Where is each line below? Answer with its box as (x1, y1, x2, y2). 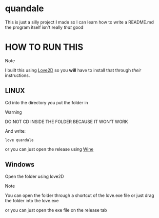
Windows (5, 160, 35, 169)
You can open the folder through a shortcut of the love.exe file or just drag (5, 192, 155, 198)
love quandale (5, 138, 34, 143)
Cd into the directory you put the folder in (5, 99, 89, 105)
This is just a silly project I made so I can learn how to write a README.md (5, 19, 154, 25)
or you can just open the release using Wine (5, 146, 94, 152)
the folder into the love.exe (5, 197, 59, 203)
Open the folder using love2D (5, 173, 64, 179)
